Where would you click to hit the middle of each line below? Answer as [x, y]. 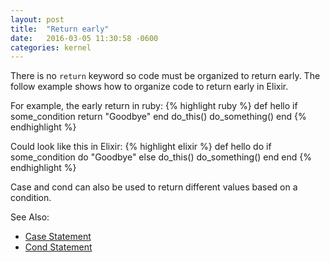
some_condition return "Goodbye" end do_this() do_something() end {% [158, 117]
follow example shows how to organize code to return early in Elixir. [149, 87]
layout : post [37, 19]
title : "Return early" [60, 29]
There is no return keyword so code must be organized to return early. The [165, 76]
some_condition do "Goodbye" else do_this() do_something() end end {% [161, 157]
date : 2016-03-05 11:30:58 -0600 [84, 38]
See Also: [30, 217]
